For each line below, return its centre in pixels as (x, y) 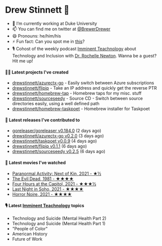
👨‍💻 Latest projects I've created (37, 72)
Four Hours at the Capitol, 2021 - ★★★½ (54, 184)
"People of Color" (30, 228)
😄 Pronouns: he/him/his (36, 36)
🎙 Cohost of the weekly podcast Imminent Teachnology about (74, 49)
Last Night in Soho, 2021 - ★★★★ (48, 189)
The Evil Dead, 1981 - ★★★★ (43, 179)
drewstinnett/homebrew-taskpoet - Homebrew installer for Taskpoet (81, 109)
